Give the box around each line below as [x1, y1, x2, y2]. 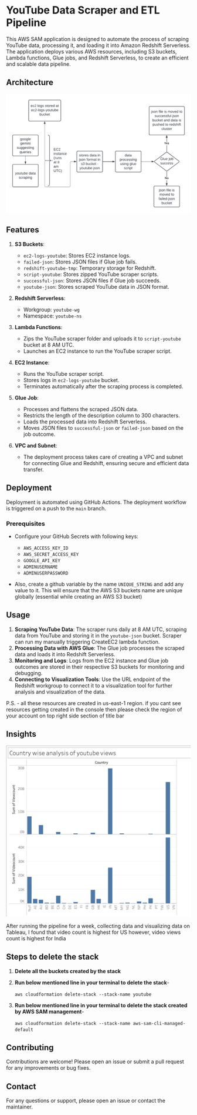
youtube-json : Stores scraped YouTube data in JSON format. [23, 283, 169, 290]
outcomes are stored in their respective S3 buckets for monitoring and [14, 663, 185, 670]
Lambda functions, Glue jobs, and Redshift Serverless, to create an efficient [6, 54, 189, 61]
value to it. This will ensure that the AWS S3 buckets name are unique [14, 586, 183, 594]
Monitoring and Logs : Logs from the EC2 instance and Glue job [14, 657, 169, 664]
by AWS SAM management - [14, 1008, 84, 1015]
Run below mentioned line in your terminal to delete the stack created [14, 1002, 188, 1009]
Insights [6, 729, 37, 739]
